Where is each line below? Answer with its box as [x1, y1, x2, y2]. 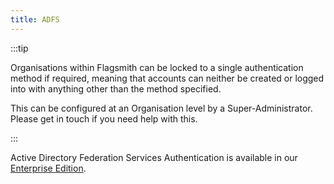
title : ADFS [10, 14, 60, 25]
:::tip [10, 42, 29, 54]
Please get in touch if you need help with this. [10, 112, 198, 125]
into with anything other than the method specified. [10, 82, 222, 95]
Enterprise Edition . [10, 162, 87, 174]
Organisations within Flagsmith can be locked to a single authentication [10, 61, 304, 73]
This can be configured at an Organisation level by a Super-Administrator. [10, 102, 313, 114]
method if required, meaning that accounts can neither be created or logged [10, 72, 325, 84]
